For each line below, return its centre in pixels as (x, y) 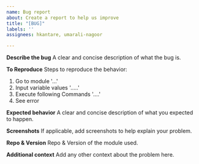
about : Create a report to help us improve (63, 18)
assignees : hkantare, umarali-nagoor (54, 35)
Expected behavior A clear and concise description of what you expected (100, 113)
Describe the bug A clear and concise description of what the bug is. (94, 58)
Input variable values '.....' (47, 88)
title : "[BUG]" (26, 23)
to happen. (20, 119)
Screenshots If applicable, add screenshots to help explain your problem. (99, 131)
